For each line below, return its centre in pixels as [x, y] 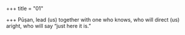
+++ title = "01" [25, 8]
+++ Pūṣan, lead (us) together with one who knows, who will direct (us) [93, 20]
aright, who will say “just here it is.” [49, 26]
